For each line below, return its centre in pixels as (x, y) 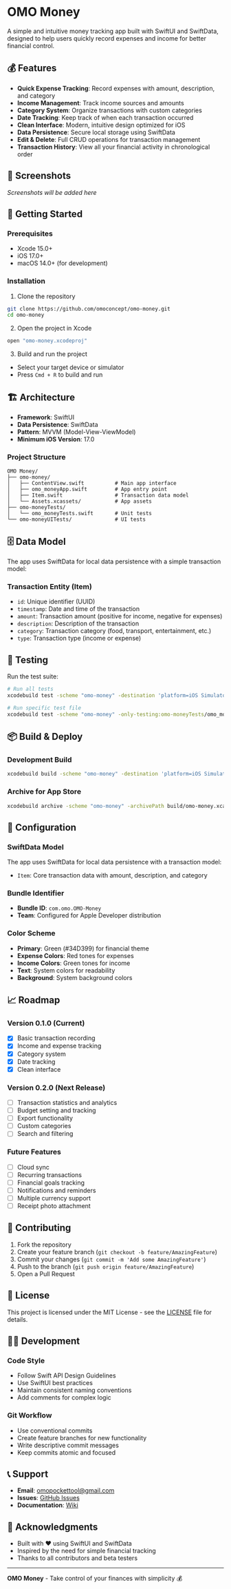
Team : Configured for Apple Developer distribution (89, 915)
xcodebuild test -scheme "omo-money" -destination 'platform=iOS (102, 696)
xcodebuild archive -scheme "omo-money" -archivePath (86, 806)
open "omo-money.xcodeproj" (47, 341)
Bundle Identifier (36, 893)
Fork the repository (44, 1245)
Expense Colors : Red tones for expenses (75, 955)
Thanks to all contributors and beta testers (77, 1558)
